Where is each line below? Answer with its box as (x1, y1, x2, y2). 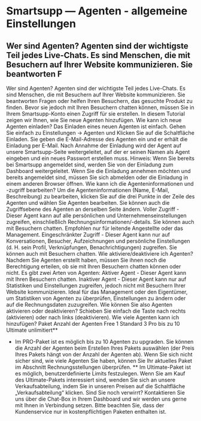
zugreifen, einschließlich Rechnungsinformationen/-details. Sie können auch (6, 219, 194, 225)
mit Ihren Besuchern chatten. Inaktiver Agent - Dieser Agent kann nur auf (6, 275, 187, 283)
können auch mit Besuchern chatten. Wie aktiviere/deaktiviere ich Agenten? (6, 250, 193, 257)
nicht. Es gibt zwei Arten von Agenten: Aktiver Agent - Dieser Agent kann (6, 269, 187, 276)
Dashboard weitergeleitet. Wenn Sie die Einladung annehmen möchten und (6, 168, 191, 174)
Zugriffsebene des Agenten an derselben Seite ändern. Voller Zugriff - (6, 205, 179, 213)
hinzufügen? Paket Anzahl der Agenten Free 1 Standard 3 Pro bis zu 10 (6, 320, 181, 327)
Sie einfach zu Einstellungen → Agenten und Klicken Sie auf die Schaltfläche (6, 129, 195, 136)
